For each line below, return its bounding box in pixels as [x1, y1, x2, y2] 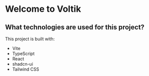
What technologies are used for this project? [5, 23, 145, 31]
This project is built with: [5, 36, 55, 42]
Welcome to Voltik [5, 3, 81, 15]
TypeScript [12, 51, 35, 56]
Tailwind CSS [12, 66, 39, 72]
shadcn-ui [12, 61, 33, 67]
